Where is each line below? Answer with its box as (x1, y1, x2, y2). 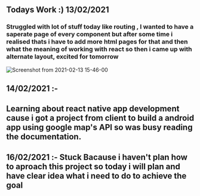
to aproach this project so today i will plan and (6, 161, 180, 171)
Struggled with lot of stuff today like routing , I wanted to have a (6, 23, 194, 31)
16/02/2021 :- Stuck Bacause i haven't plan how (6, 152, 188, 162)
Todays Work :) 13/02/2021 (6, 5, 109, 15)
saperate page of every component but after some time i (6, 30, 173, 38)
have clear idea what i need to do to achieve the (6, 170, 187, 181)
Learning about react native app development (6, 104, 180, 114)
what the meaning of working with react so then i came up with (6, 45, 192, 53)
